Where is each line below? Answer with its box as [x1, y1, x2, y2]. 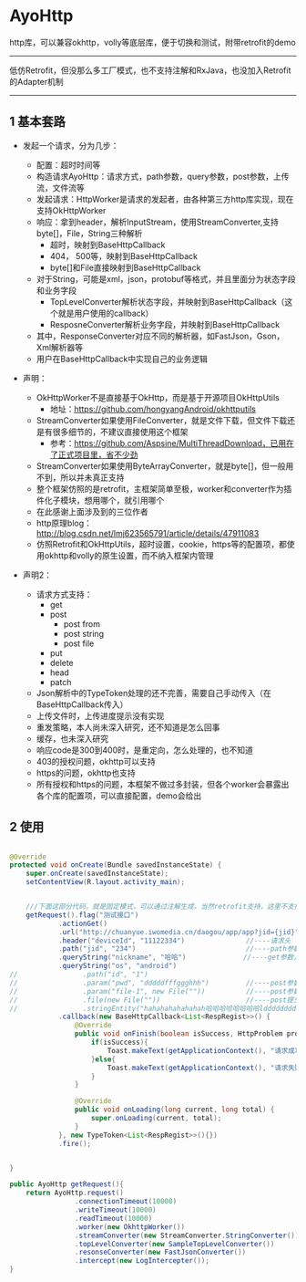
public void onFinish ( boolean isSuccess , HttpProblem [74, 1029, 283, 1038]
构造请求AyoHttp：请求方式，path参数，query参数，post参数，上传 [36, 171, 290, 182]
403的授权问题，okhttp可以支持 [36, 756, 157, 766]
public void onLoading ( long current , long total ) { [74, 1105, 275, 1114]
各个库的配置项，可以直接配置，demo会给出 [36, 790, 202, 801]
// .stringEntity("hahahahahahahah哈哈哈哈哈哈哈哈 [9, 1004, 260, 1013]
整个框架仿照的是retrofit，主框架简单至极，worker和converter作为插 [36, 483, 292, 494]
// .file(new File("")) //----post [9, 995, 287, 1005]
